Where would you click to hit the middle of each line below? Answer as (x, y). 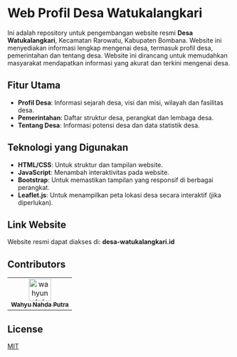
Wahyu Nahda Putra (40, 305)
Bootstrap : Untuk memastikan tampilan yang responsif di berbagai (115, 180)
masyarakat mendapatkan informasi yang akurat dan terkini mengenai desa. (118, 63)
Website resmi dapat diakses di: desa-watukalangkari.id (91, 242)
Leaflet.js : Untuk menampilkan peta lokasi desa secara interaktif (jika (120, 195)
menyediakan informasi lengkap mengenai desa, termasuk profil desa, (110, 48)
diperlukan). (35, 202)
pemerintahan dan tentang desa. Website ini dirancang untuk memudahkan (117, 55)
